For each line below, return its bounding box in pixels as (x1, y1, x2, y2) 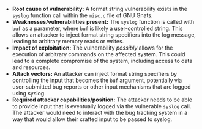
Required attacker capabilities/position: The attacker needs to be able (12, 96, 193, 103)
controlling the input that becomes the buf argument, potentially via (12, 76, 182, 84)
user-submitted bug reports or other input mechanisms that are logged (12, 83, 191, 90)
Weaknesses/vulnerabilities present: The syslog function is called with (12, 18, 195, 25)
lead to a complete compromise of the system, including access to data (12, 57, 193, 64)
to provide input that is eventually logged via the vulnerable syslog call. (12, 103, 192, 109)
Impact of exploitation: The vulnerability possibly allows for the (12, 44, 173, 51)
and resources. (12, 64, 51, 71)
